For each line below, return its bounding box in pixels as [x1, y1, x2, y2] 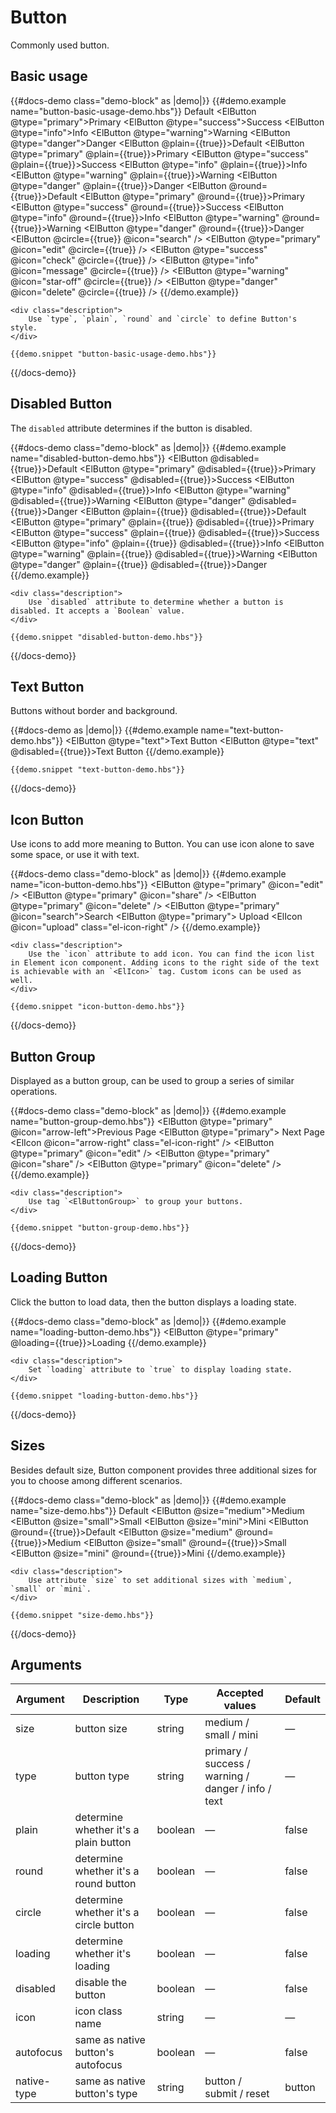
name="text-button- [200, 724, 284, 736]
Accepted [216, 1686, 264, 1700]
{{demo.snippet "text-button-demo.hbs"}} [10, 765, 186, 775]
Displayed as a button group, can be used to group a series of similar [10, 1075, 295, 1086]
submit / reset [204, 2087, 270, 2101]
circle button [74, 1918, 135, 1932]
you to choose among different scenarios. [10, 1474, 183, 1486]
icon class [74, 2004, 123, 2018]
